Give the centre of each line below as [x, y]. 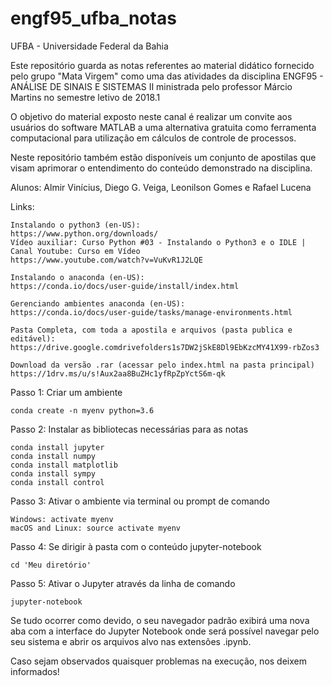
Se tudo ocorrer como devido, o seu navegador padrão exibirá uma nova [160, 620]
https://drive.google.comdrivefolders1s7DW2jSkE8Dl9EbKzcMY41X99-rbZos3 [165, 347]
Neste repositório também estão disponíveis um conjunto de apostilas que [163, 157]
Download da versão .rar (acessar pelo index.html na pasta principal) [162, 365]
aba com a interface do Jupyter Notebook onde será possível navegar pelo [165, 631]
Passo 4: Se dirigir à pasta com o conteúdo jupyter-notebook [136, 546]
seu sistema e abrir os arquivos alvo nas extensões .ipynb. [131, 641]
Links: [22, 206]
